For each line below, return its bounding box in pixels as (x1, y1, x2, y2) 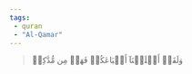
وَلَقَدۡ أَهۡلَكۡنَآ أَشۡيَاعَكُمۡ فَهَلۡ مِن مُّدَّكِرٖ (31, 55, 184, 66)
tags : (9, 13, 30, 23)
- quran (13, 22, 43, 31)
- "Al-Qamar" (13, 30, 64, 39)
